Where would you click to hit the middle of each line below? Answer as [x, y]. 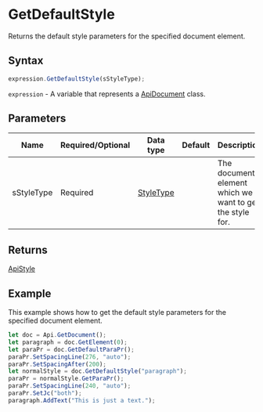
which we [235, 193]
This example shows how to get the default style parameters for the [117, 313]
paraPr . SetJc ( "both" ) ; [45, 393]
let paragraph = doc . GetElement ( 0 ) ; [68, 342]
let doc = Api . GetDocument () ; [58, 335]
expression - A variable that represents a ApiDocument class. [107, 94]
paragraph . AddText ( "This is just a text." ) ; [82, 400]
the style [234, 212]
